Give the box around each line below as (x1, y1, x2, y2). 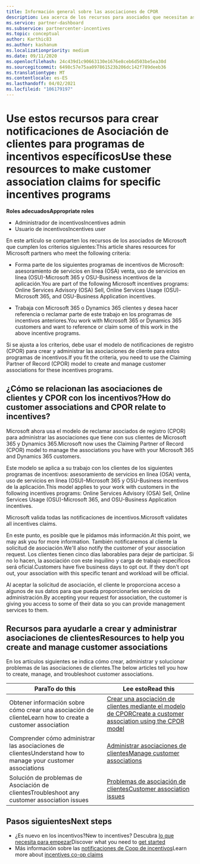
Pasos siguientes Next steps (6, 816, 112, 826)
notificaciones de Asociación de (6, 124, 169, 138)
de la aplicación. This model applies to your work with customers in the (6, 483, 179, 490)
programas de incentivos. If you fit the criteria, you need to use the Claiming (6, 354, 192, 361)
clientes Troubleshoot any (9, 788, 80, 797)
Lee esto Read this (123, 685, 175, 693)
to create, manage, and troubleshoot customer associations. (6, 670, 154, 678)
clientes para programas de (6, 138, 145, 151)
